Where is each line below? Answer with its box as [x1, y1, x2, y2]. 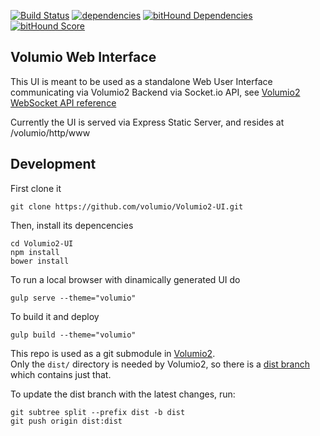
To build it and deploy [10, 310, 100, 322]
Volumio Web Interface [10, 49, 157, 66]
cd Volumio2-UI [10, 238, 74, 249]
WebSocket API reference [10, 96, 117, 109]
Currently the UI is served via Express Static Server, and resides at [10, 116, 285, 128]
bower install [10, 256, 70, 266]
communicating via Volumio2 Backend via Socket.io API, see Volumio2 [10, 86, 301, 98]
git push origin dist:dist [10, 416, 123, 426]
